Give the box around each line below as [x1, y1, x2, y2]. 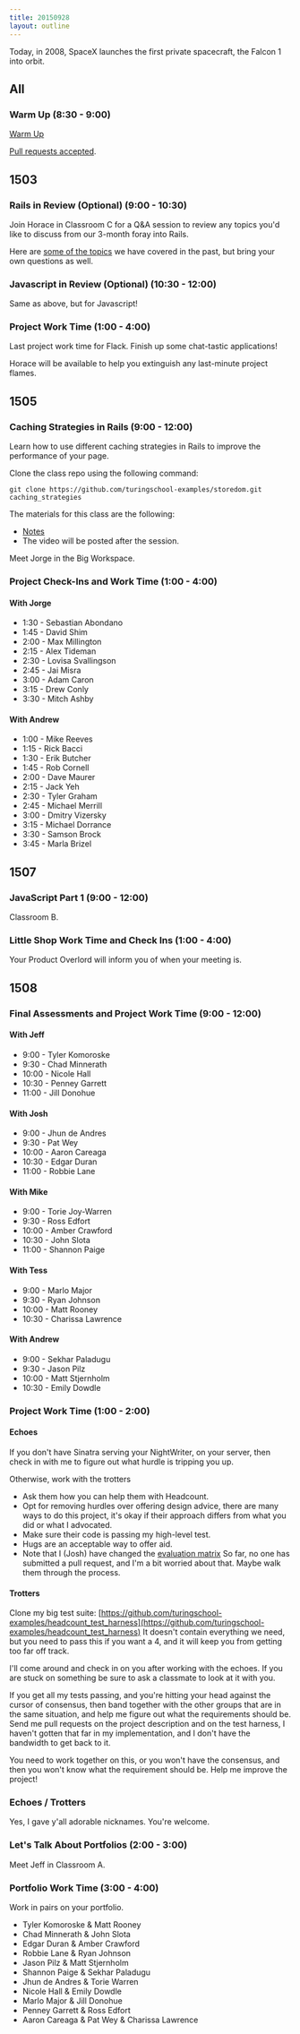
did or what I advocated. [21, 1519, 113, 1530]
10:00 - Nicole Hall [21, 1068, 91, 1079]
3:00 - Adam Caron [21, 674, 94, 685]
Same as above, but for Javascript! [9, 298, 139, 309]
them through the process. [21, 1566, 121, 1577]
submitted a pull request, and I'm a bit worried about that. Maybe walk [21, 1558, 281, 1568]
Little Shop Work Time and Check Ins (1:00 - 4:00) [9, 934, 232, 947]
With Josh [9, 1108, 48, 1119]
